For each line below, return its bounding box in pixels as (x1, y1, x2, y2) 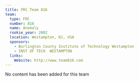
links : (9, 53, 23, 58)
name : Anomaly (9, 26, 39, 31)
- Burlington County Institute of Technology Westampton (14, 44, 135, 49)
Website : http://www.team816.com (14, 58, 83, 63)
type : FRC (9, 16, 30, 21)
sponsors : (9, 40, 30, 44)
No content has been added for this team (5, 71, 89, 77)
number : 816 (9, 21, 35, 26)
